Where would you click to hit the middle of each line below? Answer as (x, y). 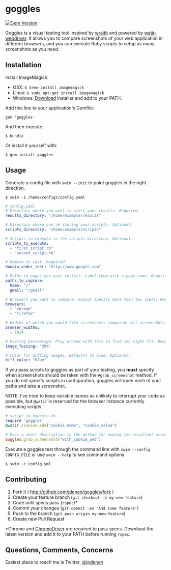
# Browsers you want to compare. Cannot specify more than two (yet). (82, 299)
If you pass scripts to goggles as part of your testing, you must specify (80, 370)
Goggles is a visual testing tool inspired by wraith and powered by (74, 33)
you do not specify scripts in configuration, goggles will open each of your (83, 381)
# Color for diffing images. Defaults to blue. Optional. (68, 355)
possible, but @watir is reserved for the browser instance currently (75, 401)
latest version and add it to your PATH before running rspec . (68, 534)
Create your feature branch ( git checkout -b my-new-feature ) (78, 497)
